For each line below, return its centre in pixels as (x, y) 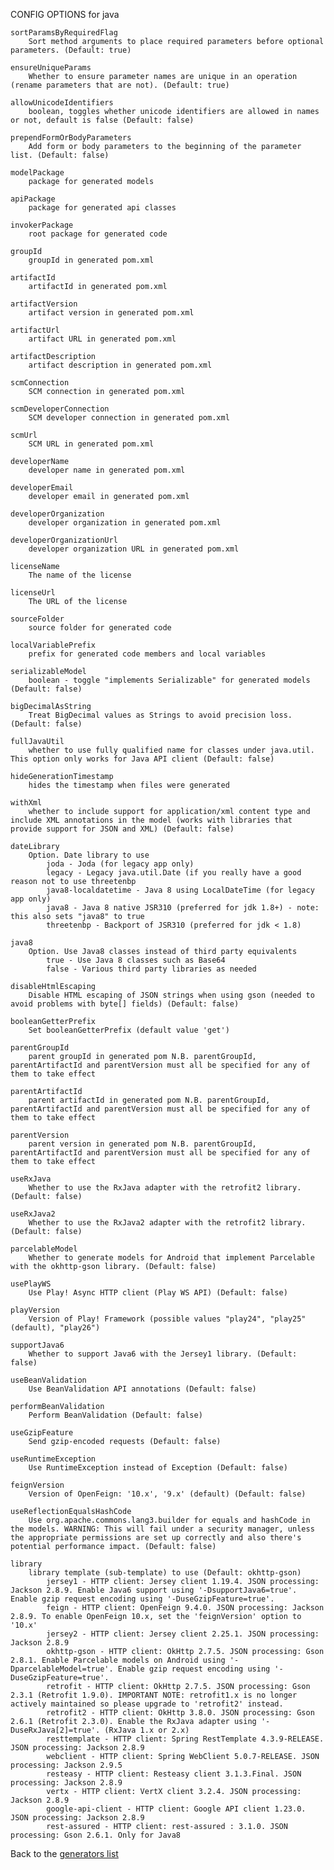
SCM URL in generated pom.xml (91, 444)
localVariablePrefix (53, 645)
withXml (26, 803)
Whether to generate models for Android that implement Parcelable (171, 1258)
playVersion (35, 1310)
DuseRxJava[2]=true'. (55, 1730)
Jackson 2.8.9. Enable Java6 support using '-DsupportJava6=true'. (154, 1590)
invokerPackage (42, 225)
